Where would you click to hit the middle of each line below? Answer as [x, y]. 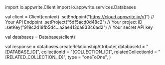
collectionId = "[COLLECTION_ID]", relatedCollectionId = [99, 52]
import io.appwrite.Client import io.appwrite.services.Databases [71, 7]
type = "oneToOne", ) [89, 57]
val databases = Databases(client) [40, 37]
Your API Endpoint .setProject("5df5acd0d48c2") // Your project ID [74, 22]
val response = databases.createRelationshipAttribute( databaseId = [75, 46]
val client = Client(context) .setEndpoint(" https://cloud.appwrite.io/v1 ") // [80, 17]
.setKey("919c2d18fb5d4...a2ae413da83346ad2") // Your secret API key [79, 27]
